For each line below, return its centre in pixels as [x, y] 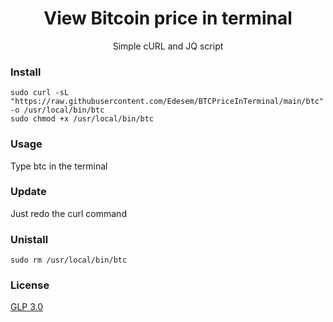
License [30, 285]
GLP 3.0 [27, 307]
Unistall [29, 239]
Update [28, 192]
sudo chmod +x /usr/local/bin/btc [82, 119]
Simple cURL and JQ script [168, 46]
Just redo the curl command [68, 213]
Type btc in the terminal [59, 166]
